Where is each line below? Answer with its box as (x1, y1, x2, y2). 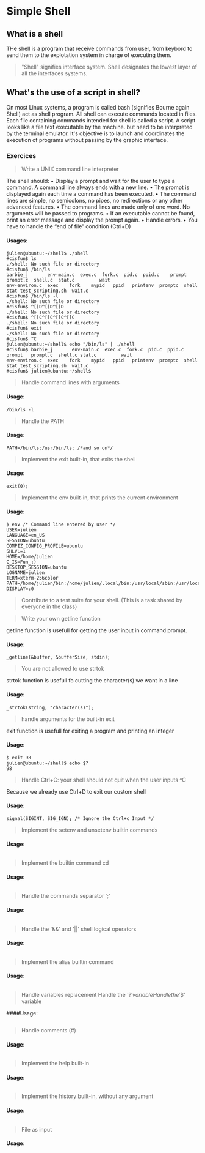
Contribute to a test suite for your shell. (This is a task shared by (21, 597, 183, 604)
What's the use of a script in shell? (6, 88, 140, 98)
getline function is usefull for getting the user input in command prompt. (6, 627, 187, 634)
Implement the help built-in (21, 1060, 90, 1067)
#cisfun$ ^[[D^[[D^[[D (6, 304, 64, 310)
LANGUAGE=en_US (6, 532, 45, 539)
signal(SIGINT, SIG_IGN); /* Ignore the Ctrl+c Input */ (6, 815, 154, 821)
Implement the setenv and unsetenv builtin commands (21, 826, 158, 834)
